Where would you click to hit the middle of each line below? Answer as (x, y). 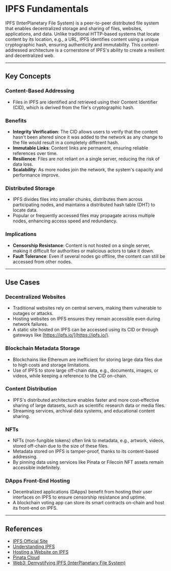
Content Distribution (31, 389)
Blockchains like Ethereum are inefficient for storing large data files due (88, 359)
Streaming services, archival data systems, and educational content (84, 410)
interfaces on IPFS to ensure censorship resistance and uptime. (79, 497)
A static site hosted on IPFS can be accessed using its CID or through (85, 330)
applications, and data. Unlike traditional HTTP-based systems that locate (82, 34)
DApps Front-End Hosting (38, 481)
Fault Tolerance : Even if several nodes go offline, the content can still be (89, 256)
